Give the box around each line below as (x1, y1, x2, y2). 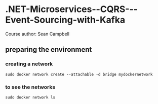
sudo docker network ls (5, 94, 56, 100)
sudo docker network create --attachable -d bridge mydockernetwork (5, 72, 153, 77)
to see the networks (5, 83, 56, 90)
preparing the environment (5, 45, 92, 54)
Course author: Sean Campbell (5, 31, 70, 37)
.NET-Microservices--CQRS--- (5, 4, 138, 15)
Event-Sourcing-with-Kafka (5, 14, 126, 26)
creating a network (5, 60, 53, 67)
